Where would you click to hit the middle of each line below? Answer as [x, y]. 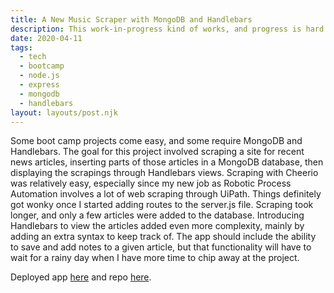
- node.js [39, 76]
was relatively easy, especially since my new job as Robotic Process [151, 183]
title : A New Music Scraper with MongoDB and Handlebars [131, 19]
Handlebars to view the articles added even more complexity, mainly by [157, 226]
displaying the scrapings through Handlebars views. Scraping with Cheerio [164, 173]
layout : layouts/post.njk [64, 112]
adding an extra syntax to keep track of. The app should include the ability [163, 237]
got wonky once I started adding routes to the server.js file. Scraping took [162, 205]
